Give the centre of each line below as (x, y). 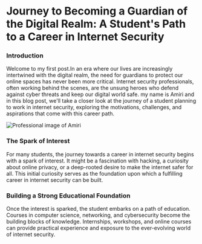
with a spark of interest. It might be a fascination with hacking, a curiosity (98, 161)
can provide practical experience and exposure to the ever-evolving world (99, 228)
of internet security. (31, 234)
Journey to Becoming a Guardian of (97, 11)
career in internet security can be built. (55, 180)
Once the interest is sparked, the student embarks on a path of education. (98, 209)
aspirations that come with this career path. (60, 114)
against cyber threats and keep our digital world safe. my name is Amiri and (100, 94)
